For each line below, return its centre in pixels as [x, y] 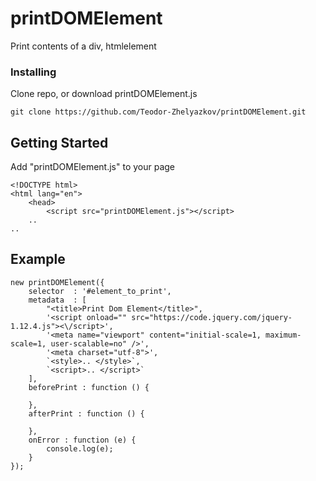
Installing [33, 72]
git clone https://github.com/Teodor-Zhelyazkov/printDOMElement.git [158, 112]
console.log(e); [80, 448]
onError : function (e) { [82, 440]
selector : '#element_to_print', [100, 291]
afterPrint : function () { [86, 413]
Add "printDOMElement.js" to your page [93, 167]
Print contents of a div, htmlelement [83, 46]
